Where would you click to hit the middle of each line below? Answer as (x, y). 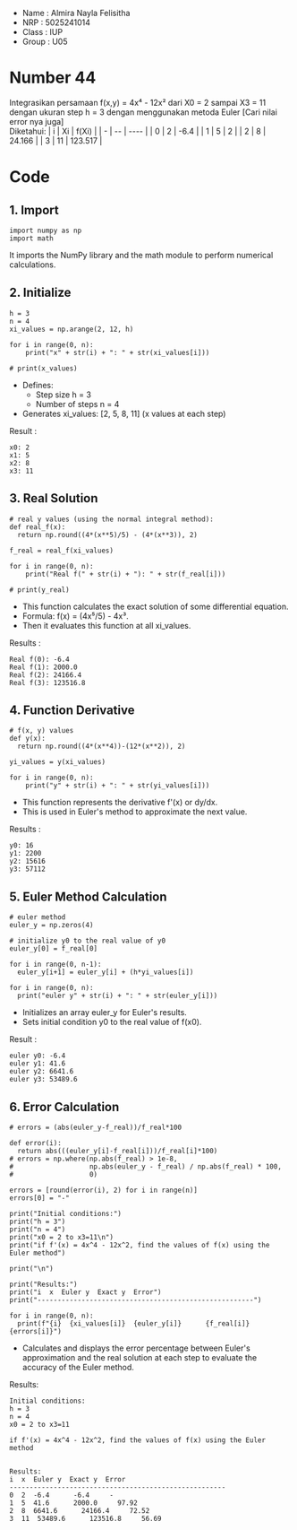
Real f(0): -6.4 (39, 659)
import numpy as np (46, 230)
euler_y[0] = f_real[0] (54, 949)
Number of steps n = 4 (77, 404)
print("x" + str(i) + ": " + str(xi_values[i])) (118, 352)
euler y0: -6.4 (38, 1056)
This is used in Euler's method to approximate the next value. (135, 812)
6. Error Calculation (64, 1107)
